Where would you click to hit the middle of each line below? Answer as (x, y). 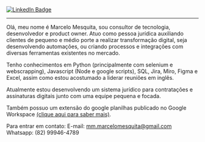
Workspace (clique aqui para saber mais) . (59, 114)
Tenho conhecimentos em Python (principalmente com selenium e (90, 65)
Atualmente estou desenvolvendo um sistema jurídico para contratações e (100, 90)
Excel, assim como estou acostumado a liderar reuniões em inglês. (90, 78)
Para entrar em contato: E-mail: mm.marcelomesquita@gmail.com (89, 126)
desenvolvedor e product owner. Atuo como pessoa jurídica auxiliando (95, 34)
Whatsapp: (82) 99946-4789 (43, 133)
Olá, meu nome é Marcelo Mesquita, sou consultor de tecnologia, (88, 27)
